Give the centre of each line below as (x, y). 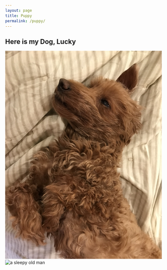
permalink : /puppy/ (25, 21)
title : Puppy (19, 16)
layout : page (19, 10)
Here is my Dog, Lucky (41, 41)
